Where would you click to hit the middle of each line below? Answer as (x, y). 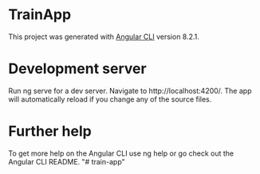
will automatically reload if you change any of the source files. (110, 99)
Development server (77, 69)
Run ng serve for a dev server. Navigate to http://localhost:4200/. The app (130, 91)
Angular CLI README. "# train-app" (67, 161)
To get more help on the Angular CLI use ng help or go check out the (121, 153)
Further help (50, 131)
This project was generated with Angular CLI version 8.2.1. (104, 37)
